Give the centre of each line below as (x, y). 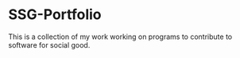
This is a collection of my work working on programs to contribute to (120, 37)
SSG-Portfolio (55, 15)
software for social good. (49, 44)
